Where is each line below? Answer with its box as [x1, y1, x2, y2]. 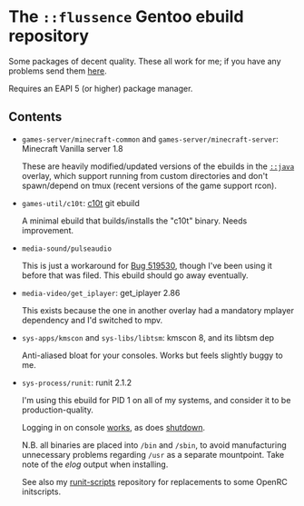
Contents [8, 109, 63, 124]
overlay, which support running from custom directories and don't [21, 170, 269, 181]
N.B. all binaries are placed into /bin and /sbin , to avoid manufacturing [21, 439, 287, 451]
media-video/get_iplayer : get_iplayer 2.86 [21, 287, 181, 298]
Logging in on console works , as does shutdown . [21, 422, 206, 432]
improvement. [21, 224, 74, 235]
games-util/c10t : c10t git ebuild [21, 197, 140, 208]
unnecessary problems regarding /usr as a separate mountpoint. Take [21, 449, 285, 460]
